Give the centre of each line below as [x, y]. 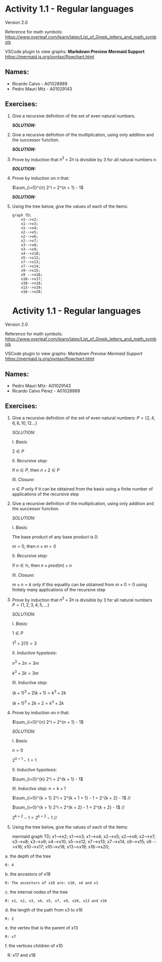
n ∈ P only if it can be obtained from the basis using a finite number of [82, 489]
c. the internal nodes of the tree [37, 892]
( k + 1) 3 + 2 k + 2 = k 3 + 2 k [38, 703]
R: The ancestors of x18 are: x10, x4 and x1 [52, 883]
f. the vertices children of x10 [34, 946]
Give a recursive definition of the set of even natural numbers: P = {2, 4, [84, 418]
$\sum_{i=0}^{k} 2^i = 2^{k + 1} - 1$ [47, 779]
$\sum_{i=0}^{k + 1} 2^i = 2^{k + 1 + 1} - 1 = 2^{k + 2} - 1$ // [71, 798]
